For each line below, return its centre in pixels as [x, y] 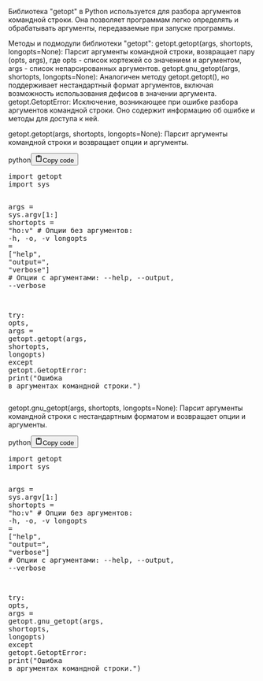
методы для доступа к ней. [54, 118]
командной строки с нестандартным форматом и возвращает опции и [127, 416]
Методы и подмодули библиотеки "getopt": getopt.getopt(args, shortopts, [131, 43]
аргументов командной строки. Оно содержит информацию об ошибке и [132, 110]
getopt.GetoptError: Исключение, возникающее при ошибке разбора [123, 102]
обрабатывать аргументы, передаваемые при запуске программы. [122, 28]
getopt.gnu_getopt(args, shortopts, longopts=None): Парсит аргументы [126, 408]
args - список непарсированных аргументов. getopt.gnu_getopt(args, [124, 68]
